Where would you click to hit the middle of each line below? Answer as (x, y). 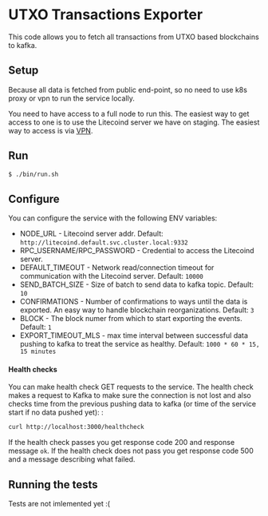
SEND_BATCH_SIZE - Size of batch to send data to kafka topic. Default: (136, 284)
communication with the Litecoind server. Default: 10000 (111, 276)
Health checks (33, 369)
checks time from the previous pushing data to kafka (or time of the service (132, 404)
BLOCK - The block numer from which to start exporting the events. (131, 319)
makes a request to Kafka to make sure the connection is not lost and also (130, 395)
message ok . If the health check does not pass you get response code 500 (131, 451)
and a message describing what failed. (72, 459)
